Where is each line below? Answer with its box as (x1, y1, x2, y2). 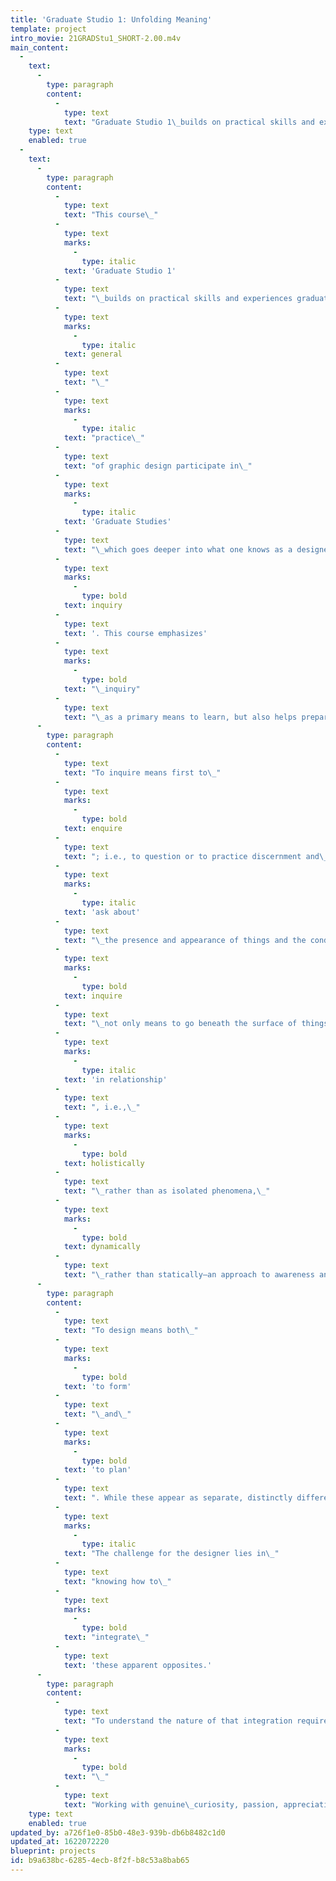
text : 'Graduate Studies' (63, 517, 172, 527)
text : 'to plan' (63, 1465, 132, 1475)
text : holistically (63, 1158, 145, 1168)
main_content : (10, 42, 70, 53)
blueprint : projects (10, 1846, 97, 1856)
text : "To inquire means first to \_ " (63, 767, 222, 778)
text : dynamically (63, 1242, 141, 1252)
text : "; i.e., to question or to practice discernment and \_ (63, 851, 329, 861)
